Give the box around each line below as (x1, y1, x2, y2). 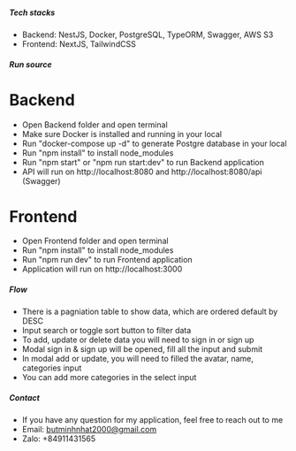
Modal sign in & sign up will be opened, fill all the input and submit (21, 344, 263, 355)
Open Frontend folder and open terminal (21, 235, 170, 247)
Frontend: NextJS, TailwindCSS (21, 38, 137, 49)
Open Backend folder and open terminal (21, 119, 168, 130)
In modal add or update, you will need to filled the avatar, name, (21, 354, 254, 364)
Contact (9, 393, 40, 402)
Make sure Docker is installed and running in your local (21, 128, 223, 139)
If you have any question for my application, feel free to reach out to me (21, 415, 284, 425)
